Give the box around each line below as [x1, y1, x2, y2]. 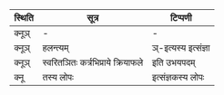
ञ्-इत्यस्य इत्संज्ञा [151, 42, 211, 53]
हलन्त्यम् [42, 42, 69, 53]
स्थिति [14, 12, 34, 24]
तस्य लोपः [42, 71, 75, 83]
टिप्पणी [169, 12, 193, 24]
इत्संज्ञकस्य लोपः [151, 71, 205, 83]
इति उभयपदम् [151, 56, 196, 69]
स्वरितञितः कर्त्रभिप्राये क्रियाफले [42, 56, 144, 69]
